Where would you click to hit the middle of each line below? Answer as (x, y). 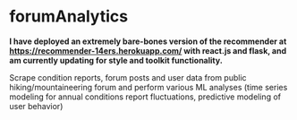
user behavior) (36, 106)
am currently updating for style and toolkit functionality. (116, 60)
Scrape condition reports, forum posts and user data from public (128, 77)
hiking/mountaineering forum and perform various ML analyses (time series (148, 87)
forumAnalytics (68, 17)
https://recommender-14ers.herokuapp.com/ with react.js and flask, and (148, 50)
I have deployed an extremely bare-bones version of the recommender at (148, 41)
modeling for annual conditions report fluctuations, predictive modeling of (145, 97)
